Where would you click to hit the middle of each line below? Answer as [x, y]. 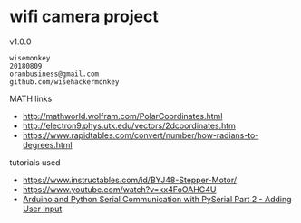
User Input [42, 209]
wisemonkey [30, 58]
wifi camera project [84, 17]
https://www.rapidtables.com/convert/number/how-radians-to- [141, 135]
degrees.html [47, 144]
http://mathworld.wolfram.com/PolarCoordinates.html [122, 116]
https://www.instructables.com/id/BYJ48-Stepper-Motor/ [130, 180]
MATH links [31, 98]
